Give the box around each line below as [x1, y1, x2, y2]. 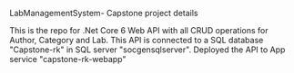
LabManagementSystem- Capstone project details [9, 8, 198, 18]
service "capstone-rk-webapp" [9, 54, 127, 64]
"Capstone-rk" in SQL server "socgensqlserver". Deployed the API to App [9, 44, 286, 55]
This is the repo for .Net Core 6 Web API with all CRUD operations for [9, 25, 269, 35]
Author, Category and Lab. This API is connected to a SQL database [9, 35, 264, 45]
